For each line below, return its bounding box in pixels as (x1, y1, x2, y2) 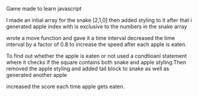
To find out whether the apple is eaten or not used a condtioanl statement (6, 52, 187, 59)
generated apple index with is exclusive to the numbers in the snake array (6, 23, 187, 30)
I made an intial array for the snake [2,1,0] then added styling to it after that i (6, 17, 192, 23)
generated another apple (6, 72, 67, 78)
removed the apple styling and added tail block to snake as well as (6, 65, 169, 72)
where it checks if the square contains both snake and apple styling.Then (6, 59, 187, 66)
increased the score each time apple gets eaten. (6, 83, 125, 90)
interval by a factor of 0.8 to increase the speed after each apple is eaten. (6, 41, 187, 48)
